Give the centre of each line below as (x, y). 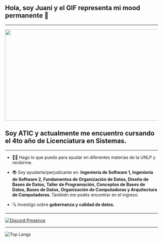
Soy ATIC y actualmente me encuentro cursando (80, 133)
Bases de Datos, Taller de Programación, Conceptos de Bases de (79, 184)
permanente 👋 (27, 16)
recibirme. (22, 162)
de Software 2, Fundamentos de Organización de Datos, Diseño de (80, 179)
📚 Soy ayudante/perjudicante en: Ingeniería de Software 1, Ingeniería (82, 172)
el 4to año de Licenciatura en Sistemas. (66, 141)
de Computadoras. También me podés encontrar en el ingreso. (75, 195)
